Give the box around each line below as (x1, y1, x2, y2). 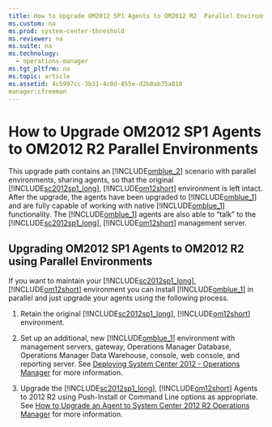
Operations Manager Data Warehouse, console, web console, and (19, 351, 240, 360)
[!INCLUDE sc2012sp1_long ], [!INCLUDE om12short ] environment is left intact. (8, 183, 263, 193)
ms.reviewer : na (8, 34, 63, 43)
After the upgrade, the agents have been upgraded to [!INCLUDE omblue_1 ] (8, 192, 257, 202)
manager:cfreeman (8, 87, 67, 96)
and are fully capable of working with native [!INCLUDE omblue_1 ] (8, 201, 225, 211)
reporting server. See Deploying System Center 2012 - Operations (19, 359, 240, 369)
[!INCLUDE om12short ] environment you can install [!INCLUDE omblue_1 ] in (8, 285, 254, 295)
